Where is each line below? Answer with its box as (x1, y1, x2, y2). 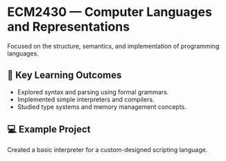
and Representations (7, 19, 130, 35)
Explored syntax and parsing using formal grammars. (17, 87, 169, 96)
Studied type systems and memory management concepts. (17, 102, 187, 111)
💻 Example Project (7, 124, 91, 135)
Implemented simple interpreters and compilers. (17, 95, 155, 103)
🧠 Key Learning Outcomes (7, 69, 122, 81)
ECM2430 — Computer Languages (7, 4, 213, 20)
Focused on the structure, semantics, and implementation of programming (7, 42, 220, 50)
